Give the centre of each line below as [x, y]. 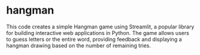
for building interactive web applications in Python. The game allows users [98, 33]
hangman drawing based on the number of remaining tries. [79, 46]
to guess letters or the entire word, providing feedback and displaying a [94, 39]
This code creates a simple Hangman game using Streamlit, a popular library [100, 27]
